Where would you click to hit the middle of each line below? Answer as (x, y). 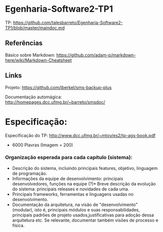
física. (18, 225)
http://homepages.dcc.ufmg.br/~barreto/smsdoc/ (55, 102)
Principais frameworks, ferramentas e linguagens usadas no (73, 194)
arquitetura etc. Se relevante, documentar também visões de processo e (85, 220)
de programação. (30, 173)
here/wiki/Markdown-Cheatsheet (38, 60)
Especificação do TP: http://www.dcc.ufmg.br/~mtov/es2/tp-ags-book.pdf (80, 135)
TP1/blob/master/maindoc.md (35, 27)
